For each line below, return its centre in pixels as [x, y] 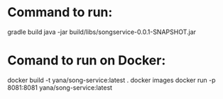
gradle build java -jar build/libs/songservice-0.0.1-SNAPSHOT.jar [102, 32]
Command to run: [60, 12]
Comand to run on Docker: [87, 60]
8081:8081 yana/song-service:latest [60, 87]
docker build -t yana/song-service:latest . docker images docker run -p [111, 80]
